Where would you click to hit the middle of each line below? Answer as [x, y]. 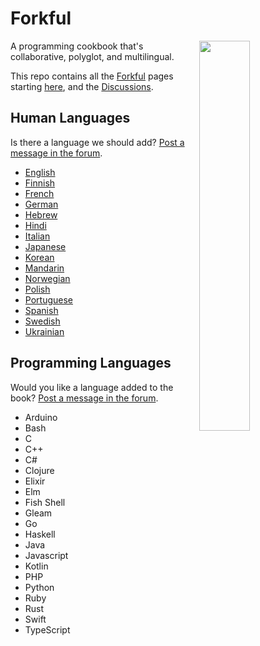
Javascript [46, 555]
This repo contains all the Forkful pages [92, 76]
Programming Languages [91, 363]
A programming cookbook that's [77, 46]
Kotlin [36, 566]
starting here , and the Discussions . [82, 86]
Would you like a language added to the [92, 387]
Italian [37, 236]
